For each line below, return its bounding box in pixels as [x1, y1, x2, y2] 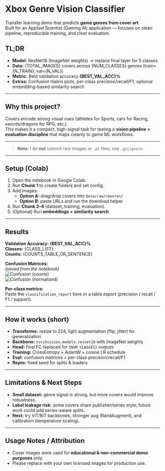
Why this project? [5, 102, 60, 111]
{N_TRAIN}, [12, 68, 35, 74]
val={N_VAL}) [36, 68, 64, 74]
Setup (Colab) [5, 164, 49, 173]
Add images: [12, 188, 38, 194]
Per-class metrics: [5, 286, 44, 292]
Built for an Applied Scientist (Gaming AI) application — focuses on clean [5, 25, 153, 31]
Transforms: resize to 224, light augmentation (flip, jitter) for [12, 328, 135, 334]
